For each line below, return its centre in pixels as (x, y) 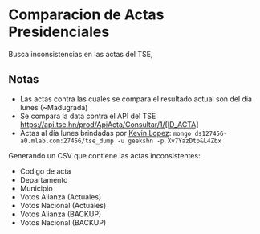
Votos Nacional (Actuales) (63, 205)
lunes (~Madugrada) (54, 107)
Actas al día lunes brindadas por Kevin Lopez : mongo (106, 133)
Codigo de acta (45, 171)
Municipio (37, 188)
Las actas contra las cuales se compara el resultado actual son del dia (136, 99)
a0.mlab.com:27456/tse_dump (67, 141)
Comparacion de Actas (86, 15)
